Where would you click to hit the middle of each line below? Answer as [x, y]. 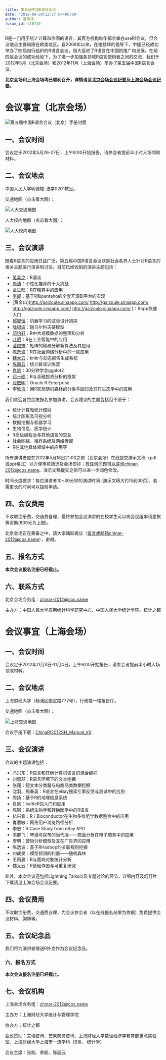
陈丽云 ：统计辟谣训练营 [36, 364]
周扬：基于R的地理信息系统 [40, 797]
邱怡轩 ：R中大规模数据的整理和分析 [48, 333]
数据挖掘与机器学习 [32, 422]
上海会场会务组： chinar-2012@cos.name [46, 1004]
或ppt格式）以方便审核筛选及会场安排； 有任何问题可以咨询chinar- [72, 464]
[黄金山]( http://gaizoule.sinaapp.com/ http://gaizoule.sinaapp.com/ [80, 302]
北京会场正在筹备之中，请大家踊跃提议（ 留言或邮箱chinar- [64, 533]
